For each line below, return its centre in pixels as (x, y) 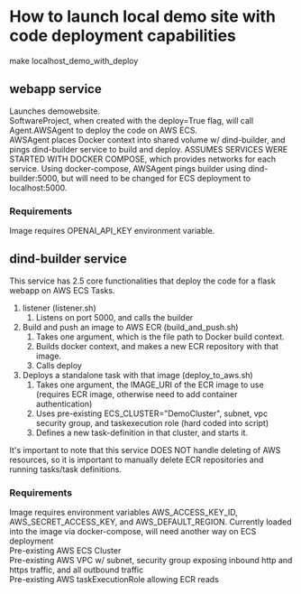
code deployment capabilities (123, 36)
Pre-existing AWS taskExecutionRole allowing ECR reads (114, 580)
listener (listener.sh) (59, 308)
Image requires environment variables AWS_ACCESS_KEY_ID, (124, 513)
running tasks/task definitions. (65, 469)
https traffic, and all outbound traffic (77, 570)
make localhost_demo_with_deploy (74, 60)
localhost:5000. (38, 188)
